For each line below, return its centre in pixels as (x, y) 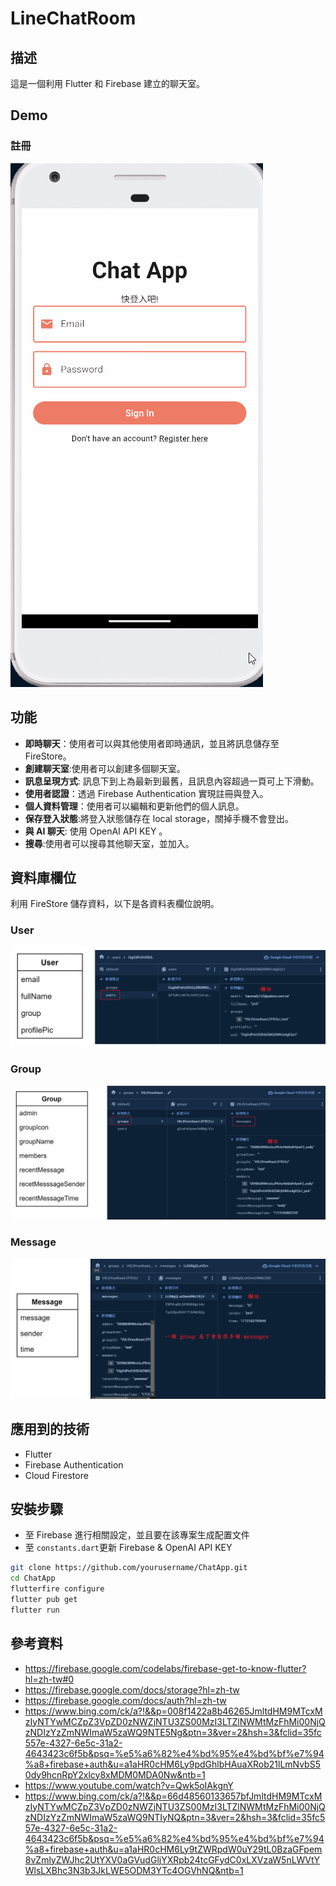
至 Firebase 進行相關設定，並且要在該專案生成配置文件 (137, 1535)
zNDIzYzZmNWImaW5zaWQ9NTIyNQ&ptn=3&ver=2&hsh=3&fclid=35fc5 (175, 1817)
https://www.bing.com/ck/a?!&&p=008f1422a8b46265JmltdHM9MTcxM (173, 1711)
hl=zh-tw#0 (49, 1679)
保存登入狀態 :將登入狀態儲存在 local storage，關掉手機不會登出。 (159, 818)
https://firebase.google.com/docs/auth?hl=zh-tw (125, 1700)
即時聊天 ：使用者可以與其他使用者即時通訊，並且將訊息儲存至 (152, 743)
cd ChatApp (33, 1578)
